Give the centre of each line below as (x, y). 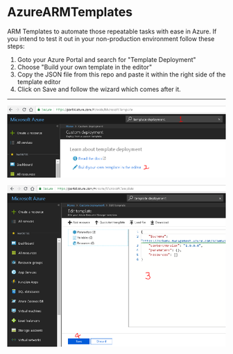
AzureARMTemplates (70, 12)
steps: (16, 46)
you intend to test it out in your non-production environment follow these (111, 38)
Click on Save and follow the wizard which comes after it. (99, 89)
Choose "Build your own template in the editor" (85, 67)
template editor (39, 81)
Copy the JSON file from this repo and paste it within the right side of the (121, 74)
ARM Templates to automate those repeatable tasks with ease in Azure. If (112, 31)
